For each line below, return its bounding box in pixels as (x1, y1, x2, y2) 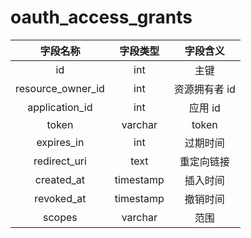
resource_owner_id (15, 81, 105, 95)
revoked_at (34, 191, 87, 205)
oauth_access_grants (10, 6, 193, 29)
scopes (43, 210, 78, 224)
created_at (34, 172, 85, 186)
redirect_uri (33, 154, 87, 168)
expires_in (36, 135, 85, 149)
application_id (27, 100, 93, 114)
